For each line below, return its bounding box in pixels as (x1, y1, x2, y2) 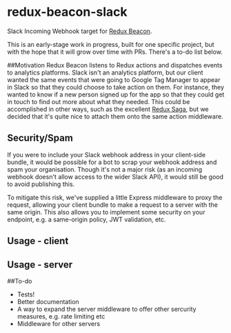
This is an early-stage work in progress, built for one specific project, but (7, 40, 215, 48)
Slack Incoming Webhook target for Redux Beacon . (7, 27, 152, 35)
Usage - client (7, 235, 69, 247)
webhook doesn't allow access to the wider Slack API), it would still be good (7, 172, 224, 181)
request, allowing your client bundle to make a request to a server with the (7, 201, 219, 209)
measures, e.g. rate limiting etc (17, 312, 106, 321)
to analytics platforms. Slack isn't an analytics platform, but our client (7, 68, 203, 77)
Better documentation (17, 297, 79, 305)
